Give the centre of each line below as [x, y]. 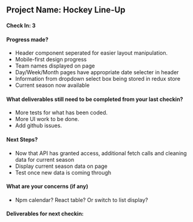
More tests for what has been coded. [61, 113]
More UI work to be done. [47, 119]
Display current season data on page [61, 166]
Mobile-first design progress [51, 60]
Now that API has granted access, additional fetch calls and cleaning [101, 153]
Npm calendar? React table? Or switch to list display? [82, 199]
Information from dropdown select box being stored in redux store [98, 79]
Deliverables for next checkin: [45, 214]
